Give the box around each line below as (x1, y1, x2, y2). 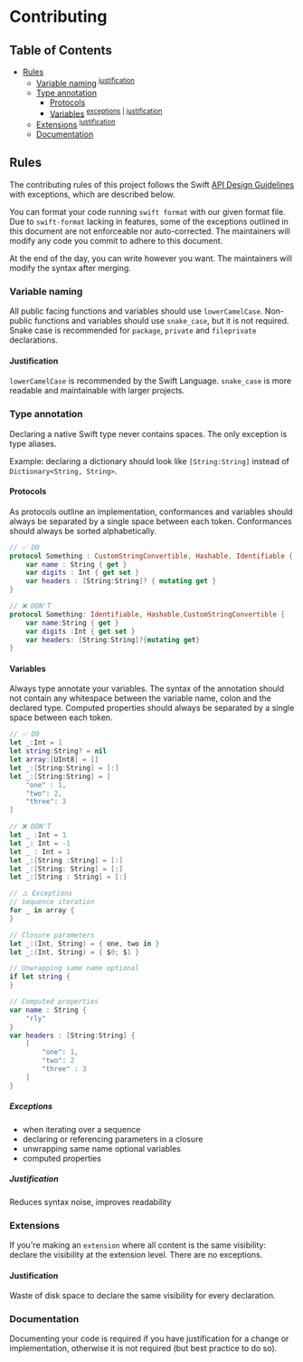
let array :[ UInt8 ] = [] (9, 755, 99, 764)
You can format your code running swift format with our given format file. (9, 206, 287, 217)
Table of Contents (9, 43, 113, 58)
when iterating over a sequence (22, 1124, 141, 1134)
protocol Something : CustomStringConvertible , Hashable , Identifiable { (9, 551, 294, 560)
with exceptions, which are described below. (9, 189, 175, 199)
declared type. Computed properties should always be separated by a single (9, 703, 295, 714)
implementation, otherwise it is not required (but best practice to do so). (9, 1343, 278, 1354)
